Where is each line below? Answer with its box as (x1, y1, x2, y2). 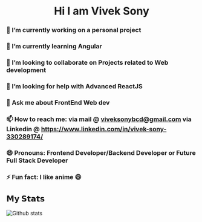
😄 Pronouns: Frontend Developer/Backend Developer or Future (6, 148, 196, 157)
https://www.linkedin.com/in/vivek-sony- (41, 125, 167, 133)
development (6, 65, 47, 74)
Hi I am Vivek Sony (54, 4, 149, 18)
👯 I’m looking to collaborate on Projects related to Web (6, 58, 169, 67)
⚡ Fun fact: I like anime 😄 (6, 172, 82, 181)
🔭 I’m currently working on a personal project (6, 26, 142, 34)
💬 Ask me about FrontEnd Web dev (6, 98, 110, 106)
